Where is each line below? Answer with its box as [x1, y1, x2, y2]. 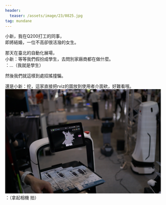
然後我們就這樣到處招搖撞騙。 [5, 73, 66, 79]
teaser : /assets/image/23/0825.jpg [9, 13, 83, 18]
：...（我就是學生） [5, 62, 44, 68]
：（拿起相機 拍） [5, 195, 39, 201]
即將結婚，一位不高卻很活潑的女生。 [5, 40, 79, 46]
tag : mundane [5, 18, 32, 23]
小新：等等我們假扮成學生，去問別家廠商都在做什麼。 [5, 56, 114, 62]
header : [5, 8, 21, 13]
